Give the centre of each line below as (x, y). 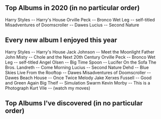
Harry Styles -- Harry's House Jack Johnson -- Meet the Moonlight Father (80, 52)
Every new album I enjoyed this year (61, 40)
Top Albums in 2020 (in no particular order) (72, 8)
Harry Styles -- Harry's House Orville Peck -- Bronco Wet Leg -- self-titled (80, 19)
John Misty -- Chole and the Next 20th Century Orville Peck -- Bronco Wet (80, 57)
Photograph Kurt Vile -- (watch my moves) (48, 88)
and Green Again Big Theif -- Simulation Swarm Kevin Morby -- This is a (78, 83)
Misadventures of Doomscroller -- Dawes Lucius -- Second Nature (72, 25)
